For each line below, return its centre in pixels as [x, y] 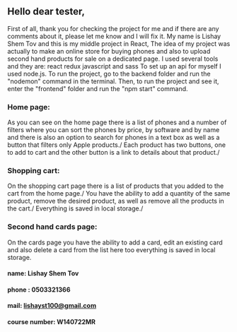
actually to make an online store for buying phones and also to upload [109, 51]
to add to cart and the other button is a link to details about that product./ [114, 153]
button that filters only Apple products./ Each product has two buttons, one [117, 145]
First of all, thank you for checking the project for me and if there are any [113, 28]
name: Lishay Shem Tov [43, 273]
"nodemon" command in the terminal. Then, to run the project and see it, [113, 81]
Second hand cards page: [52, 227]
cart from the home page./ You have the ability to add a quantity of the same [119, 194]
